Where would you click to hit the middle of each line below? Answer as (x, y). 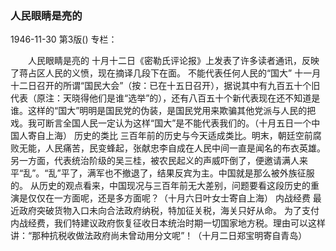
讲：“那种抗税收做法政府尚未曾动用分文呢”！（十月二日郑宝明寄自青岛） (159, 236)
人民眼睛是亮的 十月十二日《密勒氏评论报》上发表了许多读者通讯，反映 (173, 61)
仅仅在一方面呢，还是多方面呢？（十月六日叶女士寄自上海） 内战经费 (169, 198)
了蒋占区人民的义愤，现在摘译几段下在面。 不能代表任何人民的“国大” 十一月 (166, 73)
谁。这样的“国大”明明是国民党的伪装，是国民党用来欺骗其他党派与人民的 (159, 111)
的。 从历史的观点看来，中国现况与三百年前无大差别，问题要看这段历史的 (160, 186)
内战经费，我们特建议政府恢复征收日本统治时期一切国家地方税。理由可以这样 (168, 223)
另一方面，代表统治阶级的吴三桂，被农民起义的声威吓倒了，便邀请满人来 (159, 161)
